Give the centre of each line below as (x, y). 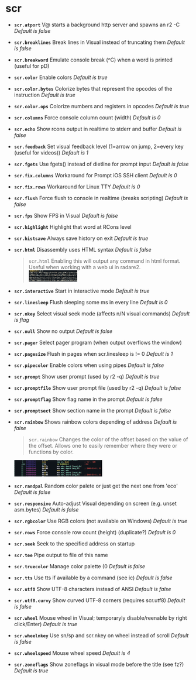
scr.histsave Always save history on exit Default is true (81, 238)
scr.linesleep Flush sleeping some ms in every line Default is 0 (91, 303)
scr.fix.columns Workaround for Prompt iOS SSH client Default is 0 (95, 175)
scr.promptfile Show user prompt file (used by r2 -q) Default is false (97, 388)
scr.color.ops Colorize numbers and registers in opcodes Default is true (102, 106)
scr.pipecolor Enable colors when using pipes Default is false (89, 365)
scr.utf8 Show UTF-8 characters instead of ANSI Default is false (92, 589)
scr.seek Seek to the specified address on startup (74, 544)
